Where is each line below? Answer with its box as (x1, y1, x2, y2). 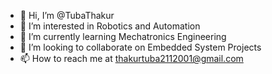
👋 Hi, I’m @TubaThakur (19, 10, 115, 21)
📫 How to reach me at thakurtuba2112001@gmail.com (19, 53, 244, 64)
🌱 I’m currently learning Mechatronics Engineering (19, 31, 227, 42)
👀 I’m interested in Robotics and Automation (19, 20, 201, 32)
